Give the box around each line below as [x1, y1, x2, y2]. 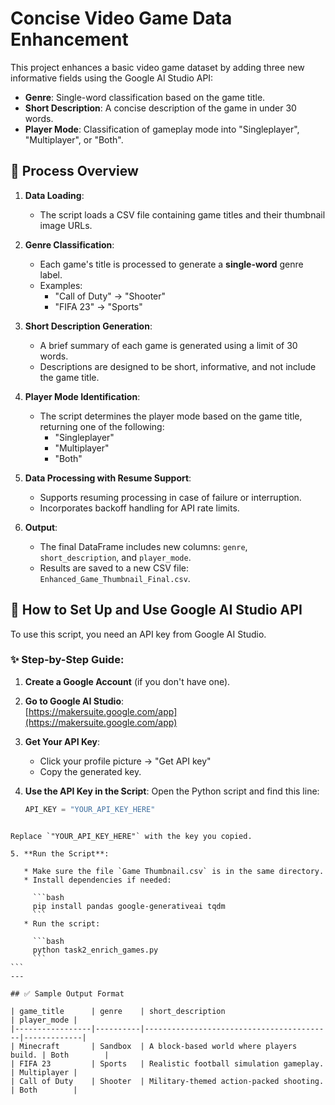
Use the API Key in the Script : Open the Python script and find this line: [24, 785, 320, 797]
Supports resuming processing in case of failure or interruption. [39, 491, 302, 503]
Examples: [39, 279, 83, 291]
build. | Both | [10, 1050, 110, 1060]
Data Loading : [24, 189, 85, 201]
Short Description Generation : [24, 320, 153, 332]
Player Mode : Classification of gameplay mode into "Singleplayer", [24, 123, 300, 135]
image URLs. [39, 219, 93, 231]
